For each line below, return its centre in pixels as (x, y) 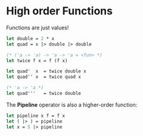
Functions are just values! (38, 28)
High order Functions (60, 11)
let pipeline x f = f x (36, 116)
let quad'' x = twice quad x (44, 77)
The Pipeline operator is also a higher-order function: (72, 105)
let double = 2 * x (30, 38)
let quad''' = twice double (44, 93)
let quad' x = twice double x (46, 71)
